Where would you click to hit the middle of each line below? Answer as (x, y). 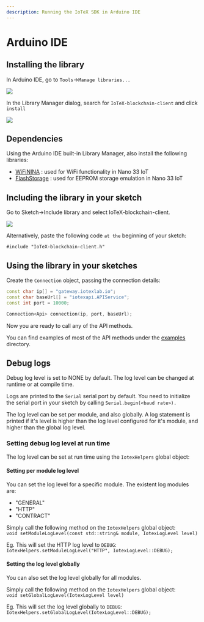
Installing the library (46, 65)
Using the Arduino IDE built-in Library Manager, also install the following (97, 154)
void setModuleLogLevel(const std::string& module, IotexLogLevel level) (102, 533)
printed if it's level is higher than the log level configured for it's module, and (102, 421)
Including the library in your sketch (74, 197)
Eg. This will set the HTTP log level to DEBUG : (62, 544)
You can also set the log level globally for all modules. (74, 578)
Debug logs (28, 363)
